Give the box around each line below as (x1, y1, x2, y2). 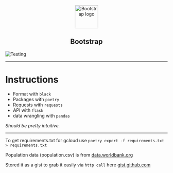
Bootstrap (70, 37, 103, 46)
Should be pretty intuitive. (5, 122, 60, 128)
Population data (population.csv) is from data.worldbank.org (5, 151, 133, 158)
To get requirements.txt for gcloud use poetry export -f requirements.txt (5, 137, 165, 143)
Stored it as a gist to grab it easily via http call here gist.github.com (5, 162, 151, 168)
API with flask (12, 107, 44, 113)
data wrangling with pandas (12, 112, 71, 119)
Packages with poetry (12, 96, 59, 102)
